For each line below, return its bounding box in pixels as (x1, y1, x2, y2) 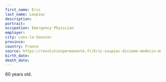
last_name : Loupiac (5, 12, 45, 17)
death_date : (5, 58, 30, 63)
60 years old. (5, 71, 32, 77)
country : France (5, 44, 39, 49)
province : (5, 40, 26, 44)
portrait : (5, 21, 26, 26)
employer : (5, 30, 26, 35)
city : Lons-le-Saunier (5, 35, 52, 40)
